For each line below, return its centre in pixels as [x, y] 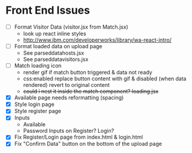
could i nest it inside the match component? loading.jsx [91, 91]
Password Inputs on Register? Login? [69, 131]
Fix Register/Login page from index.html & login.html [79, 137]
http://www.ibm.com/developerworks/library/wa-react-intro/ [97, 40]
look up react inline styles [55, 34]
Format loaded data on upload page [58, 46]
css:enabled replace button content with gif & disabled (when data [105, 79]
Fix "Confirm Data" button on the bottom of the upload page [88, 144]
